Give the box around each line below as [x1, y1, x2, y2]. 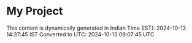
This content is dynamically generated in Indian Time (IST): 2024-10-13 [6, 24, 186, 31]
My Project [6, 4, 63, 18]
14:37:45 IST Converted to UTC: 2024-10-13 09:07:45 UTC [6, 30, 155, 38]
